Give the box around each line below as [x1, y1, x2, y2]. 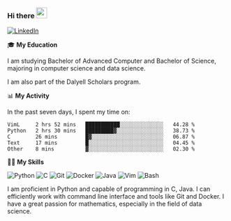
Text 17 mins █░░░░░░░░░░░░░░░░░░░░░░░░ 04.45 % [7, 139, 195, 146]
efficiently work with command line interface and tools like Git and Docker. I [7, 192, 225, 201]
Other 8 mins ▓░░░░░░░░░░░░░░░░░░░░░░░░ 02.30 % [7, 146, 195, 153]
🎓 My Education [7, 40, 58, 49]
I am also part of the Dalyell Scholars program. [7, 77, 141, 86]
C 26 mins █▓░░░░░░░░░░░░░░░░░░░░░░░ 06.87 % [7, 133, 195, 141]
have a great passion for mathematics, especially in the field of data [7, 199, 202, 208]
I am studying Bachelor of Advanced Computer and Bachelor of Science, [7, 56, 216, 66]
